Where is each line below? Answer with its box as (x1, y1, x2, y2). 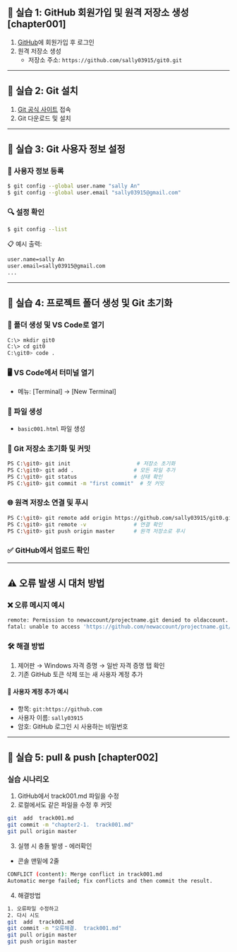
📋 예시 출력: (7, 240, 42, 248)
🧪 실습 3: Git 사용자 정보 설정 (7, 144, 126, 156)
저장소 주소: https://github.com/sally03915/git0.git (28, 55, 182, 64)
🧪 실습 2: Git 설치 (7, 85, 79, 97)
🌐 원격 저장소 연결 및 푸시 (7, 498, 88, 508)
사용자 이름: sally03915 (17, 713, 83, 721)
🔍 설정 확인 (7, 207, 44, 217)
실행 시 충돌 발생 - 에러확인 (17, 842, 92, 850)
